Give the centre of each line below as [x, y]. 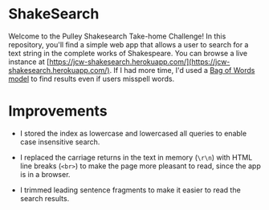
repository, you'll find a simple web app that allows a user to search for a [128, 44]
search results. [45, 198]
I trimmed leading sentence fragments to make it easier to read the [130, 190]
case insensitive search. [60, 142]
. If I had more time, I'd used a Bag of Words [182, 70]
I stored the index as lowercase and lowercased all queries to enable [133, 133]
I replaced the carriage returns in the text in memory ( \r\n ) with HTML [136, 157]
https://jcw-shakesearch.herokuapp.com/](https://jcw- [140, 62]
